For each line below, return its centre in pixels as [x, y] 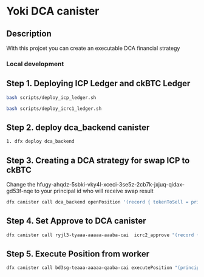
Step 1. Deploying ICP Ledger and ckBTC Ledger [98, 84]
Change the [21, 184]
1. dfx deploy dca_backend [40, 142]
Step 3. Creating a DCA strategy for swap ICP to [98, 160]
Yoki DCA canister [53, 11]
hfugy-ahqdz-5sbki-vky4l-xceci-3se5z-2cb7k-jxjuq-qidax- [111, 184]
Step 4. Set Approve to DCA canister [76, 221]
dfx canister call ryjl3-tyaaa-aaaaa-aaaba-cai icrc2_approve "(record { [103, 235]
